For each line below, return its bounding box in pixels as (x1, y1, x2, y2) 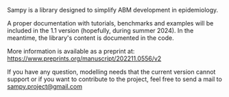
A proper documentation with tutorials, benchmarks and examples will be (7, 19, 214, 27)
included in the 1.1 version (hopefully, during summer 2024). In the (7, 27, 194, 34)
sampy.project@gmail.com (7, 83, 82, 90)
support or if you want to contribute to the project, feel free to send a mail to (7, 75, 223, 83)
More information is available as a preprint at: (7, 47, 135, 55)
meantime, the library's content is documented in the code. (7, 34, 174, 42)
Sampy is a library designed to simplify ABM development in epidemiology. (7, 6, 219, 14)
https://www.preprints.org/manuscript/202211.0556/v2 (7, 54, 162, 63)
